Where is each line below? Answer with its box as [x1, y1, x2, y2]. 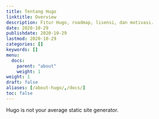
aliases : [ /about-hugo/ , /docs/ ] [6, 85, 85, 91]
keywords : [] [6, 47, 38, 53]
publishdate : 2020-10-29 [6, 30, 67, 36]
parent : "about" [16, 63, 57, 69]
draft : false [6, 80, 38, 86]
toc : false [6, 90, 33, 96]
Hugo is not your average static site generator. [6, 106, 119, 113]
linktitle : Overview [6, 14, 57, 20]
